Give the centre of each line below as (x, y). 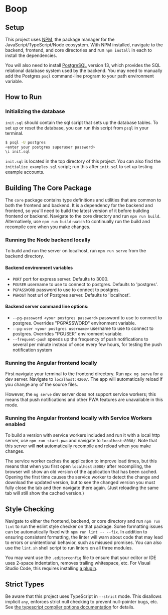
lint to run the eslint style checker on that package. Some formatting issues (84, 526)
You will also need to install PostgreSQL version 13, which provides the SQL (83, 65)
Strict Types (25, 584)
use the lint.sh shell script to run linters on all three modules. (69, 548)
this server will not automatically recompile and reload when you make (78, 446)
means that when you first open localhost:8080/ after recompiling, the (78, 466)
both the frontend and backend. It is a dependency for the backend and (79, 206)
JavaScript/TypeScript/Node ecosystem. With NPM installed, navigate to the (84, 45)
